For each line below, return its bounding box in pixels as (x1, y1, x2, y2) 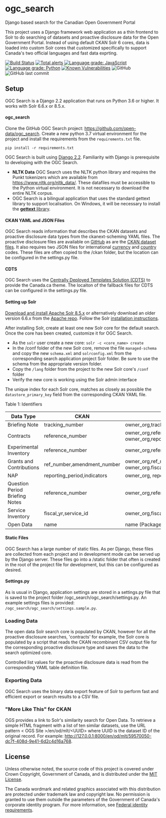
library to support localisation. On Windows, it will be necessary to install (12, 200, 161, 206)
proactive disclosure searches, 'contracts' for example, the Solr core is (5, 634, 149, 640)
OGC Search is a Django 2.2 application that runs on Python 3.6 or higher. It (5, 98, 159, 104)
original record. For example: (5, 733, 64, 739)
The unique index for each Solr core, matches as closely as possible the (5, 386, 152, 392)
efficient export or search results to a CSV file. (5, 694, 100, 700)
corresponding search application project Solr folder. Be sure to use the (12, 355, 158, 361)
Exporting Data (5, 677, 42, 684)
